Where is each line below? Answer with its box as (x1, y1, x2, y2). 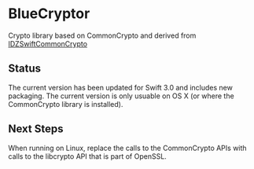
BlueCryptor (8, 5, 90, 23)
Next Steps (8, 123, 64, 136)
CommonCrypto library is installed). (8, 99, 123, 108)
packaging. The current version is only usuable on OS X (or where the (8, 91, 234, 101)
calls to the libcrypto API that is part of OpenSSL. (8, 151, 167, 161)
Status (8, 62, 42, 75)
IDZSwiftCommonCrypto (8, 39, 88, 48)
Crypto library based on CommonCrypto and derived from (8, 31, 197, 40)
